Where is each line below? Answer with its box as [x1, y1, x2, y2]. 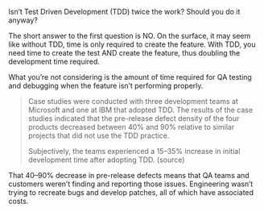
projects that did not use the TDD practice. [27, 131, 170, 140]
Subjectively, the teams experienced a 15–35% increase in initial [27, 147, 241, 156]
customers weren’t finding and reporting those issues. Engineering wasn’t [8, 179, 254, 189]
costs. [8, 197, 29, 206]
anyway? [8, 15, 38, 25]
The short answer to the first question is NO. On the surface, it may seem [8, 31, 251, 40]
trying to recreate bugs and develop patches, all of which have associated [8, 188, 254, 197]
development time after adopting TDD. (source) [27, 155, 185, 164]
